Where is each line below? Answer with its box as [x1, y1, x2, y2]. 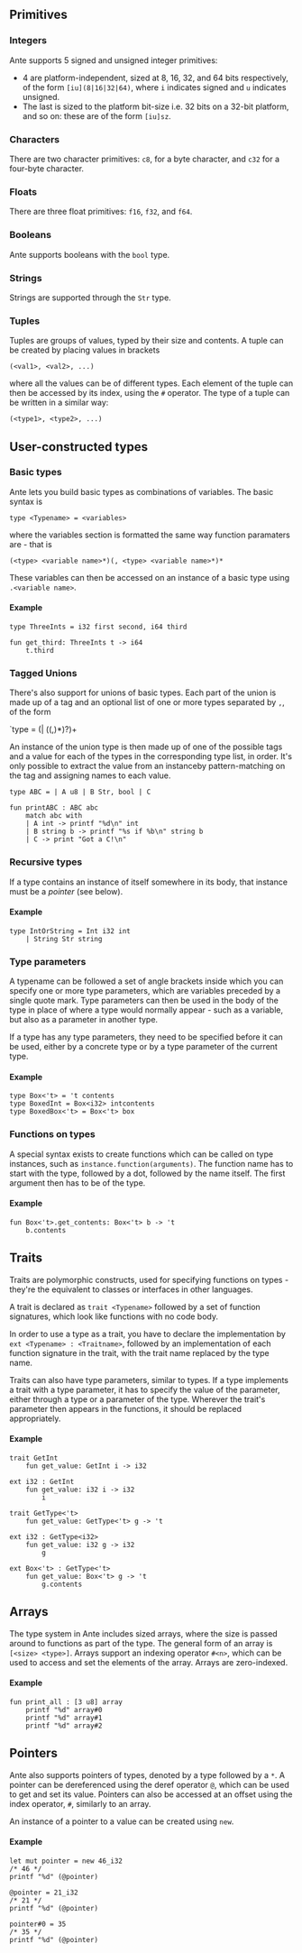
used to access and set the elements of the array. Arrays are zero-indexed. [9, 1656, 288, 1667]
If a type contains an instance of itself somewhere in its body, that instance [9, 876, 288, 887]
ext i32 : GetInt [9, 1477, 75, 1486]
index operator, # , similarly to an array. [9, 1798, 151, 1809]
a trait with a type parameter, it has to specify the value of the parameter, [9, 1384, 281, 1395]
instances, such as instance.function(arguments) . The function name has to [9, 1158, 294, 1169]
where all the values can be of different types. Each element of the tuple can [9, 378, 294, 389]
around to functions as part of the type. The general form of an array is [9, 1637, 273, 1648]
